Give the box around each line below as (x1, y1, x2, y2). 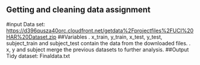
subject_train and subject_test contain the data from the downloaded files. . (6, 39, 191, 47)
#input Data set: (6, 20, 46, 27)
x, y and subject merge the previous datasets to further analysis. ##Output (6, 46, 189, 53)
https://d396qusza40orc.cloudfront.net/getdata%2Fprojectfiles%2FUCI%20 (6, 27, 194, 34)
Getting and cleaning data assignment (6, 5, 151, 15)
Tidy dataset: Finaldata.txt (6, 52, 70, 59)
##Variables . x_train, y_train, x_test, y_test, (57, 33, 162, 41)
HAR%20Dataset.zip (6, 33, 57, 41)
